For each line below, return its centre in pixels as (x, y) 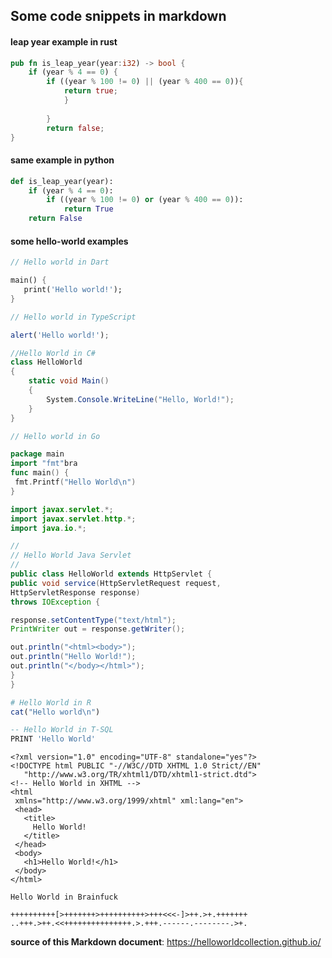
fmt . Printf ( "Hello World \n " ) (75, 482)
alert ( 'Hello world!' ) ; (60, 335)
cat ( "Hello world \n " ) (55, 712)
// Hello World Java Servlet (71, 555)
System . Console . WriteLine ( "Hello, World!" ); (140, 399)
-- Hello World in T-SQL (62, 730)
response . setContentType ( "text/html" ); (93, 620)
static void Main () (69, 381)
